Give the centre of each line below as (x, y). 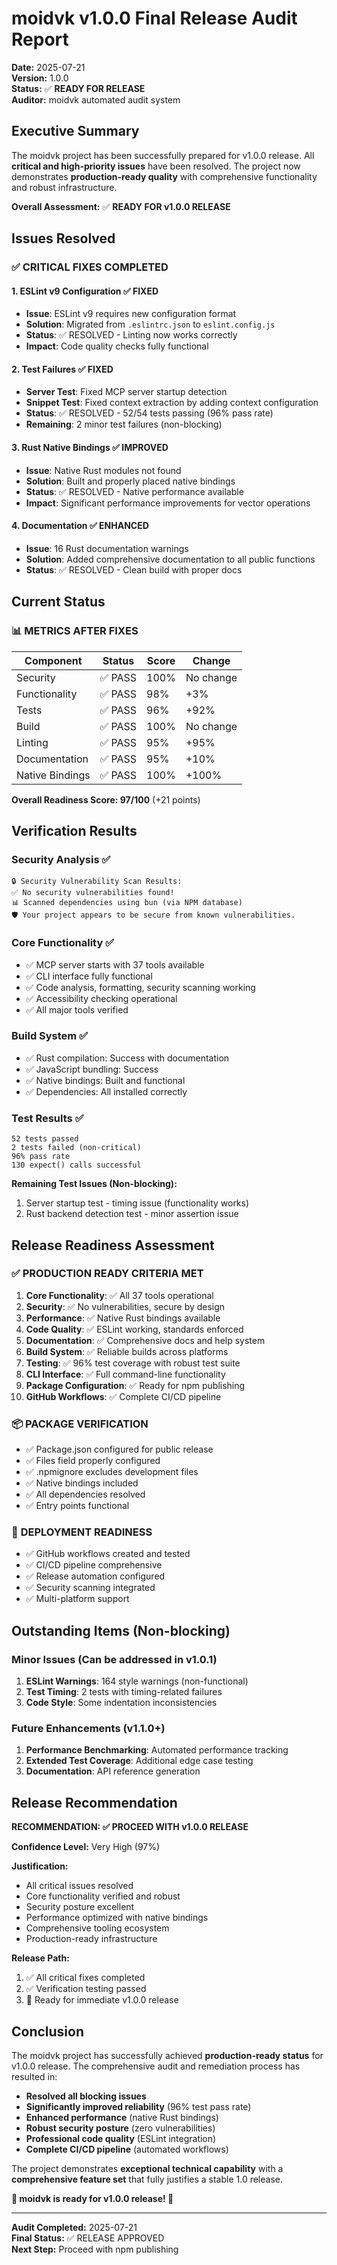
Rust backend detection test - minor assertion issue (132, 1214)
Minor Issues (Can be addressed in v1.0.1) (114, 1659)
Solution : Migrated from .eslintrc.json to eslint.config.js (150, 324)
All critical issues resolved (79, 1886)
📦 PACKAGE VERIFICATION (80, 1424)
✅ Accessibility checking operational (101, 998)
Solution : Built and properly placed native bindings (130, 481)
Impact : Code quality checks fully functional (117, 346)
